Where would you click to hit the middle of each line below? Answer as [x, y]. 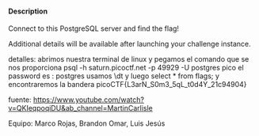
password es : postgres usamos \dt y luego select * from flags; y [114, 76]
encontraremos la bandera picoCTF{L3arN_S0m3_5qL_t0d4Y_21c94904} [128, 85]
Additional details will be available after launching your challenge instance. [129, 44]
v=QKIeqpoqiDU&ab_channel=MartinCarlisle [80, 108]
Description [28, 11]
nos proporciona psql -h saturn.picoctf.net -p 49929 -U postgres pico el [126, 68]
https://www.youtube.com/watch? [89, 100]
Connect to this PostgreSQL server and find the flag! [94, 28]
